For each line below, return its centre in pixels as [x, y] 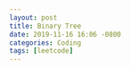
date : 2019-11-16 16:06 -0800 [65, 34]
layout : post [33, 17]
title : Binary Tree [45, 26]
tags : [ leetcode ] [41, 51]
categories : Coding [45, 43]
